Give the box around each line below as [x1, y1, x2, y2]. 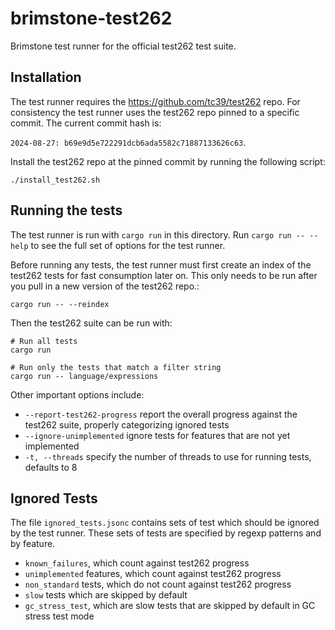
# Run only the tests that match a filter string [10, 362, 222, 372]
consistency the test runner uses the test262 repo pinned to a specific [10, 106, 300, 118]
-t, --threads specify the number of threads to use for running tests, [24, 450, 312, 462]
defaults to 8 [24, 461, 78, 473]
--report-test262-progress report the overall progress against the [24, 408, 298, 420]
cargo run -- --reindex [10, 299, 110, 309]
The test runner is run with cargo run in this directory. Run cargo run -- [10, 228, 306, 241]
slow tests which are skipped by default [24, 589, 188, 601]
